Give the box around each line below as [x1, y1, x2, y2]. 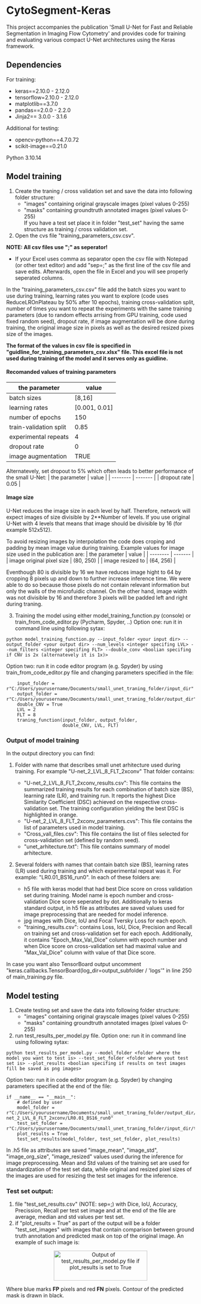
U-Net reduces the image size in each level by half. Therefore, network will [6, 507, 191, 514]
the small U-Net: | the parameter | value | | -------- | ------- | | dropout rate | [6, 474, 194, 481]
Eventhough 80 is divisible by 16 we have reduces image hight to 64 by [6, 568, 181, 576]
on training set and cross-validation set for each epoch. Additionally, [23, 930, 193, 937]
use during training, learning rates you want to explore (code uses [6, 292, 169, 299]
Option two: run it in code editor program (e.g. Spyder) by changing [6, 1076, 172, 1084]
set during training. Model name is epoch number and [23, 892, 157, 899]
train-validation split [9, 423, 67, 431]
